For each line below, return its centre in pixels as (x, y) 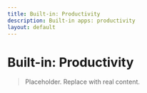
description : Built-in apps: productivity (71, 21)
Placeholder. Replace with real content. (82, 82)
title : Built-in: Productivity (54, 14)
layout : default (31, 27)
